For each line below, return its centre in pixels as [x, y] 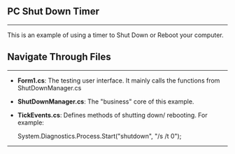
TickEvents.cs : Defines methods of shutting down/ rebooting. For [112, 115]
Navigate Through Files [59, 57]
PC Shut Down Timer [54, 12]
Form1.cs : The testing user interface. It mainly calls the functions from [119, 80]
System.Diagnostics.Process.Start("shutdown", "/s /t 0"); [99, 136]
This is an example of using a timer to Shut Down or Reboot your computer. [115, 35]
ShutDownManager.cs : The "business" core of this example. [106, 101]
